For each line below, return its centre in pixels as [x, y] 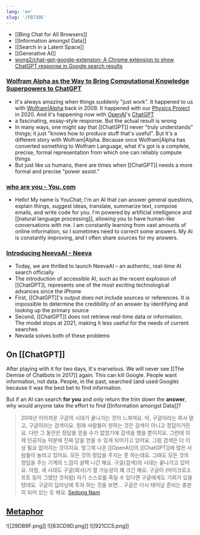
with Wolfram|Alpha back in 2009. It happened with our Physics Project [102, 108]
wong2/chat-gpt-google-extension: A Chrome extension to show [94, 60]
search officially [35, 272]
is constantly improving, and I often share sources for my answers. [96, 238]
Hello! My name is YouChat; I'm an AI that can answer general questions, [104, 200]
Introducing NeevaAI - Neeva [49, 253]
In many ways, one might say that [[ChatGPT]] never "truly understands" [104, 127]
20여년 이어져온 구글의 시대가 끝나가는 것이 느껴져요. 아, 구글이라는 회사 [104, 418]
